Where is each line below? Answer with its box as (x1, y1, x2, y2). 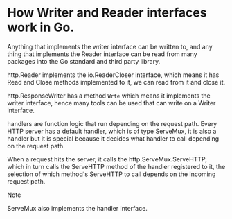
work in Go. (7, 19, 75, 35)
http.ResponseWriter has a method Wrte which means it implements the (7, 91, 211, 100)
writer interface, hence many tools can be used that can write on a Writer (7, 98, 216, 107)
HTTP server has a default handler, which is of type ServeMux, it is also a (7, 127, 217, 135)
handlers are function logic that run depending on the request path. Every (7, 119, 217, 128)
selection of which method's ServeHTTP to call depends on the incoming (7, 170, 216, 178)
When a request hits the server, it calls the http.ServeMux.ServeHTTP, (7, 155, 208, 164)
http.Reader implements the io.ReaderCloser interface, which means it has (7, 71, 220, 79)
